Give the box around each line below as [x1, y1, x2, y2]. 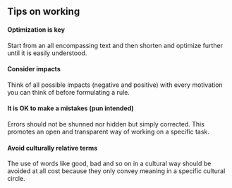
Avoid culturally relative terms [7, 143, 98, 152]
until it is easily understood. [7, 49, 87, 57]
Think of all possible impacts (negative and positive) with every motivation [7, 81, 224, 89]
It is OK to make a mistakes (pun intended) [7, 104, 134, 112]
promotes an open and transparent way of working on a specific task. [7, 127, 210, 136]
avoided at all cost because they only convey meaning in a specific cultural [7, 167, 226, 175]
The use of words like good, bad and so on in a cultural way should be [7, 159, 212, 168]
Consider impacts [7, 65, 61, 74]
